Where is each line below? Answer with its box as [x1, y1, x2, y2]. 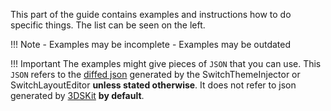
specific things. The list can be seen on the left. [10, 19, 206, 31]
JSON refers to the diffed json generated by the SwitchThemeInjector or [10, 69, 301, 80]
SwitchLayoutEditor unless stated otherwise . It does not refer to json [10, 79, 297, 91]
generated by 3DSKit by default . [10, 90, 145, 101]
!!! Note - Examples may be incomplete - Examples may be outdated [10, 39, 292, 50]
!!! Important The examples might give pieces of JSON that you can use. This [10, 58, 322, 69]
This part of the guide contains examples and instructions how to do [10, 9, 292, 20]
